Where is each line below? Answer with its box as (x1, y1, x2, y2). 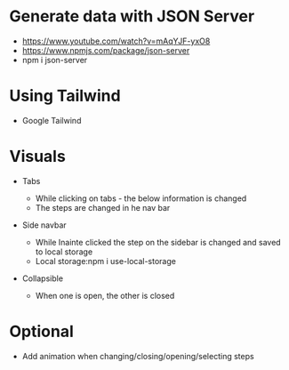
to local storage (35, 246, 93, 257)
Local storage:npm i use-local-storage (35, 255, 176, 266)
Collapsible (21, 273, 64, 284)
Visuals (9, 147, 67, 166)
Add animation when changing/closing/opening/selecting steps (21, 350, 255, 361)
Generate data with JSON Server (9, 6, 255, 27)
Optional (9, 322, 74, 342)
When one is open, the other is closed (35, 290, 175, 301)
